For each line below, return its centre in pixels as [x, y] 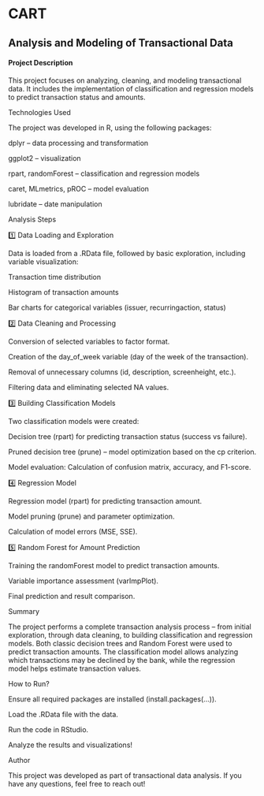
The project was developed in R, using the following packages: [110, 128]
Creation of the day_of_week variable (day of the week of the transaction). [128, 356]
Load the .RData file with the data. [63, 714]
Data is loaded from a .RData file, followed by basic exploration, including [127, 253]
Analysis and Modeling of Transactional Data [121, 43]
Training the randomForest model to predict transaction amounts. [114, 565]
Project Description [41, 63]
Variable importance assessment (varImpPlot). [84, 581]
